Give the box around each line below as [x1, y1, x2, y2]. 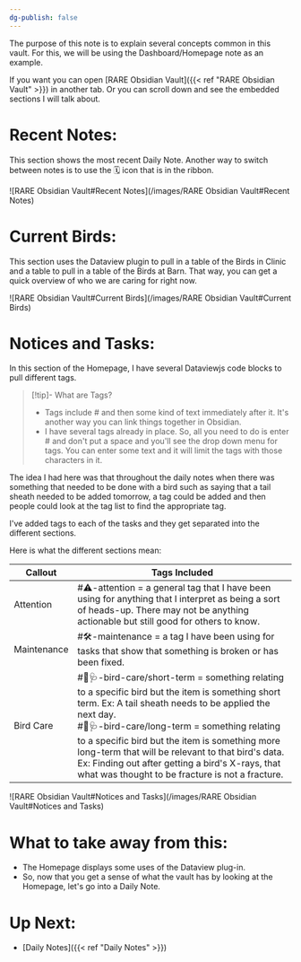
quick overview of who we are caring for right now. [9, 275, 197, 285]
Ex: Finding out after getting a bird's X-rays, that [77, 757, 281, 770]
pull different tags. [9, 372, 77, 383]
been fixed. [77, 656, 125, 669]
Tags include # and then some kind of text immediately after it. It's [44, 407, 289, 418]
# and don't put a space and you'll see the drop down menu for [44, 436, 278, 447]
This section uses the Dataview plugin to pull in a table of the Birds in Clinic [9, 256, 287, 267]
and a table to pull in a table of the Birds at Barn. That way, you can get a [9, 266, 278, 276]
